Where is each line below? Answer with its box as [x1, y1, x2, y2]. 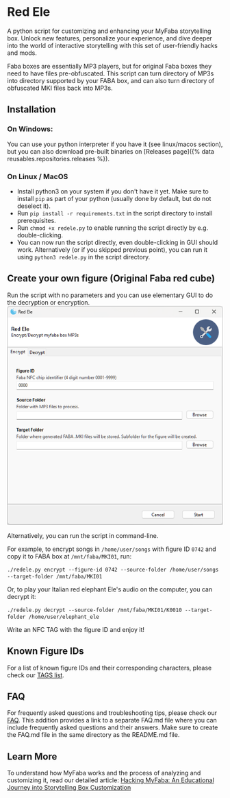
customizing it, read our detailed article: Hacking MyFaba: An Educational [7, 776, 214, 784]
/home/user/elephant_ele [28, 613, 99, 620]
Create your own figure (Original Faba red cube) [7, 272, 216, 285]
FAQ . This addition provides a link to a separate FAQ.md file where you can [7, 716, 217, 725]
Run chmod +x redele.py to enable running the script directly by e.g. [16, 224, 209, 232]
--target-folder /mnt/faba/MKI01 [7, 573, 103, 580]
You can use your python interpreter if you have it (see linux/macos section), [7, 140, 223, 148]
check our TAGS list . [7, 670, 65, 679]
